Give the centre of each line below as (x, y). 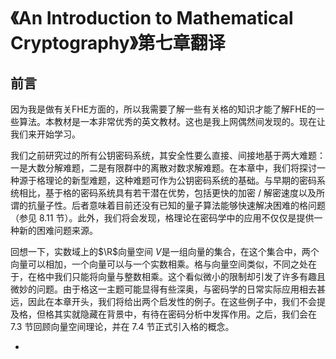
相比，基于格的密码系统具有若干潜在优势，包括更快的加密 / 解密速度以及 (167, 193)
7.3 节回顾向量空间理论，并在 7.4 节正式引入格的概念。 (122, 326)
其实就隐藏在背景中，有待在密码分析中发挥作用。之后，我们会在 (185, 314)
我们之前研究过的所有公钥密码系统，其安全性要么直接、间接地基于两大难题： (168, 155)
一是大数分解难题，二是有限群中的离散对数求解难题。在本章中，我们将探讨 (163, 168)
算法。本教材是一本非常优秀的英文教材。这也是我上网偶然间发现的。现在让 (172, 121)
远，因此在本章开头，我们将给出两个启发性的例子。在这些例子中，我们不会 (163, 301)
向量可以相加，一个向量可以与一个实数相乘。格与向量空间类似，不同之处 (159, 264)
